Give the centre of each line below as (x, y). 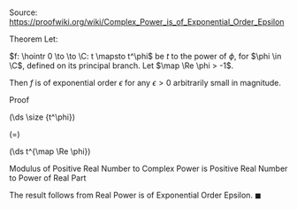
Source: (23, 12)
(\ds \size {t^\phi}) (42, 117)
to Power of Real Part (48, 178)
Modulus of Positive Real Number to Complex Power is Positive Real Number (148, 169)
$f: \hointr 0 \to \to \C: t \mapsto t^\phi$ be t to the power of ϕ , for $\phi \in (145, 57)
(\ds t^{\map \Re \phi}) (50, 151)
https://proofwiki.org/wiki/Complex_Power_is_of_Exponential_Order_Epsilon (147, 22)
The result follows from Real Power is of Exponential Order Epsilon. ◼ (136, 195)
